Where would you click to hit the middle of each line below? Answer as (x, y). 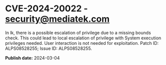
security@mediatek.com (57, 19)
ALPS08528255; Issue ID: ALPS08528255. (49, 48)
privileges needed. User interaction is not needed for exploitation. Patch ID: (82, 43)
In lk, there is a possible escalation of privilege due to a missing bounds (78, 32)
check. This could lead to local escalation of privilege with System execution (83, 38)
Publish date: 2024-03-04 (32, 58)
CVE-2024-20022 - (47, 9)
